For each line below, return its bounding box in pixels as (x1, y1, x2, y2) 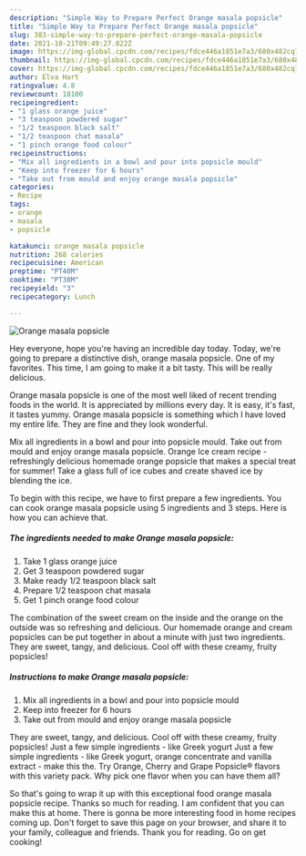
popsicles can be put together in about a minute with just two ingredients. (9, 631, 286, 642)
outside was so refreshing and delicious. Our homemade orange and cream (9, 621, 293, 633)
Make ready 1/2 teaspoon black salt (22, 575, 157, 586)
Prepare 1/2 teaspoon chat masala (22, 585, 151, 596)
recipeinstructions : (9, 148, 88, 158)
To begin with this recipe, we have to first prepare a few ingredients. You (9, 493, 282, 504)
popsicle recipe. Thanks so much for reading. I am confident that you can (9, 798, 285, 809)
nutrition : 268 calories (9, 250, 104, 260)
